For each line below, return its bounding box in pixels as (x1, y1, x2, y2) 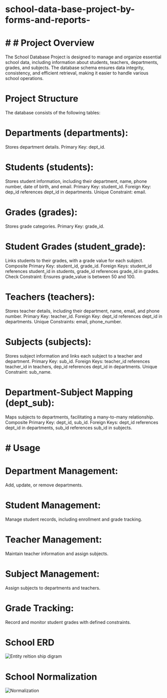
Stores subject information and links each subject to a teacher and (5, 353, 142, 359)
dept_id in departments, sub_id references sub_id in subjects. (5, 425, 132, 431)
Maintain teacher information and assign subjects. (5, 550, 109, 556)
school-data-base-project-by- (5, 4, 135, 15)
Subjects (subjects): (5, 336, 92, 347)
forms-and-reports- (5, 14, 91, 26)
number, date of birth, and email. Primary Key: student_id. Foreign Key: (5, 183, 151, 189)
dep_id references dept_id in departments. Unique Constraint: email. (5, 189, 146, 195)
